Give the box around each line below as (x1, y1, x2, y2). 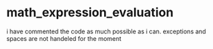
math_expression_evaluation (6, 5, 174, 20)
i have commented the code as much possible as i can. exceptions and (6, 27, 206, 35)
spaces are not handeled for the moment (6, 34, 122, 42)
